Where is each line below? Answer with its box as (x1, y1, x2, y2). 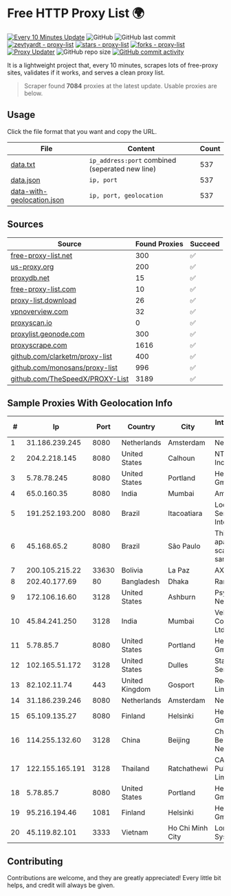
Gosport (168, 680, 195, 690)
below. (23, 89, 43, 97)
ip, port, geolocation (89, 191, 164, 199)
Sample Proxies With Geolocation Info (7, 397, 173, 409)
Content (127, 143, 155, 153)
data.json (10, 175, 41, 185)
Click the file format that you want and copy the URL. (7, 127, 157, 135)
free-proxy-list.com (10, 284, 77, 294)
